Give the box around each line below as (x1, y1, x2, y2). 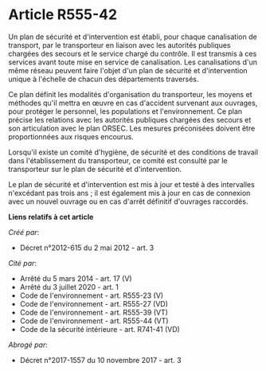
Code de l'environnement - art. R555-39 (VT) (19, 307, 169, 317)
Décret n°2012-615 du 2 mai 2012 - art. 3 (19, 243, 155, 252)
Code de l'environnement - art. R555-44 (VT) (19, 316, 169, 326)
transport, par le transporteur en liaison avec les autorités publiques (8, 40, 231, 49)
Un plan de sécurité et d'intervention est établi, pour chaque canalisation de (8, 32, 257, 41)
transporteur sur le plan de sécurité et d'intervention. (8, 164, 182, 174)
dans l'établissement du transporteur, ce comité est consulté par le (8, 155, 229, 165)
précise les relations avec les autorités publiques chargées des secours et (8, 115, 252, 124)
